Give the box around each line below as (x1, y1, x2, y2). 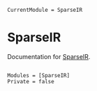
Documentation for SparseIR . (7, 52, 91, 60)
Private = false (7, 78, 54, 85)
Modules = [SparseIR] (7, 72, 70, 79)
